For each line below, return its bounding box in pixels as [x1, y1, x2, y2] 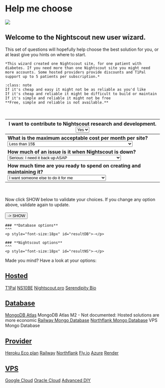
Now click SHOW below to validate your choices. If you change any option [5, 196, 156, 202]
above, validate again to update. [5, 202, 70, 208]
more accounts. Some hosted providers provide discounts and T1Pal [5, 70, 146, 74]
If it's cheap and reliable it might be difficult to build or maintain [5, 91, 157, 96]
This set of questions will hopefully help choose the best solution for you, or [5, 46, 159, 52]
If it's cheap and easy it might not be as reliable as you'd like [5, 87, 146, 92]
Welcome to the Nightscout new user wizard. [5, 33, 146, 42]
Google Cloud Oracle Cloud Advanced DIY [5, 378, 91, 383]
